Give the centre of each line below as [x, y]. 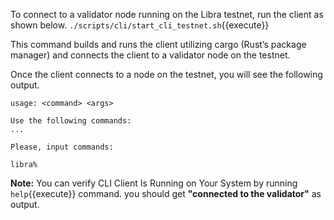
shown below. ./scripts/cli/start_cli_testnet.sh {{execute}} [140, 25]
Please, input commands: [62, 147]
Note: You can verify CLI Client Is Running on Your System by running [154, 183]
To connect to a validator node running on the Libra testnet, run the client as [167, 14]
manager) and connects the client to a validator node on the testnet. [150, 55]
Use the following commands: [71, 121]
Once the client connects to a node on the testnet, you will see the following [166, 74]
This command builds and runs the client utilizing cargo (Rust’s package [158, 44]
